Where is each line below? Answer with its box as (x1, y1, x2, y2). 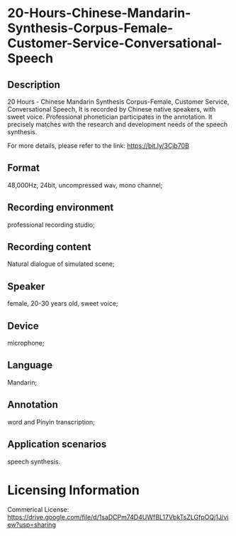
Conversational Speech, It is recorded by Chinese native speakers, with (7, 105, 216, 113)
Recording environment (7, 201, 114, 214)
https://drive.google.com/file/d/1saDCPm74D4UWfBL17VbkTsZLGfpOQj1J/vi (7, 513, 229, 522)
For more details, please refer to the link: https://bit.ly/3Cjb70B (7, 141, 190, 150)
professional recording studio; (7, 220, 96, 229)
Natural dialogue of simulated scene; (7, 259, 115, 268)
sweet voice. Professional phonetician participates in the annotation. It (7, 112, 213, 121)
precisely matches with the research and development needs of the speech (7, 120, 228, 129)
